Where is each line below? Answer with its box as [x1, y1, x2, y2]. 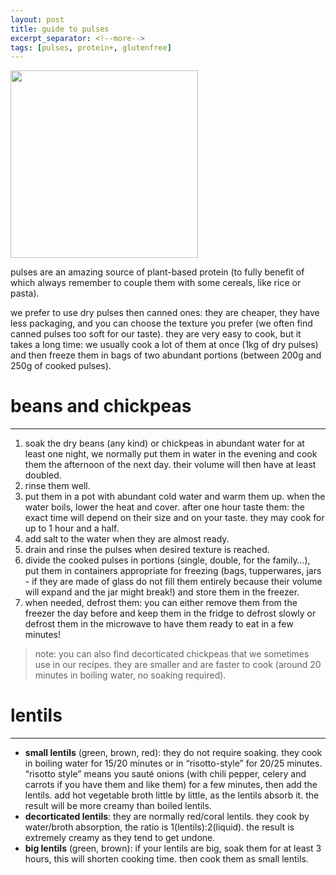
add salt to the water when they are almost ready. [24, 533, 230, 545]
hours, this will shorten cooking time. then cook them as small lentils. [24, 853, 309, 865]
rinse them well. [24, 480, 91, 492]
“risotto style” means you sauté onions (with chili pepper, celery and [24, 768, 307, 780]
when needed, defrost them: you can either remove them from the [24, 597, 298, 609]
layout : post [10, 14, 65, 25]
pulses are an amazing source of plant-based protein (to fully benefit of [10, 266, 305, 278]
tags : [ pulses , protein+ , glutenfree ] [10, 42, 172, 53]
